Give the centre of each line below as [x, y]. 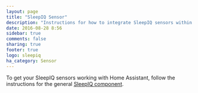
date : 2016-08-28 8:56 [34, 28]
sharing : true [24, 45]
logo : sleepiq [24, 55]
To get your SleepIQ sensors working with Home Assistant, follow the [91, 78]
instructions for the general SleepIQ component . [65, 84]
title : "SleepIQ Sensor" [37, 17]
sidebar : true [24, 34]
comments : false [26, 39]
